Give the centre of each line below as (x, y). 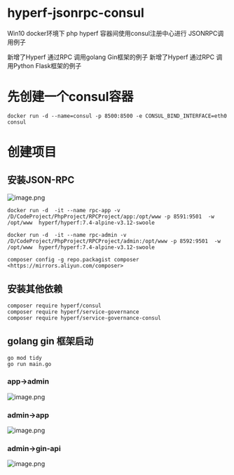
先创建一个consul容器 (70, 97)
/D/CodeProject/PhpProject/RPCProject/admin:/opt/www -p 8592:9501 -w (114, 241)
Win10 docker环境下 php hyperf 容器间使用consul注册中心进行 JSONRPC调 (116, 33)
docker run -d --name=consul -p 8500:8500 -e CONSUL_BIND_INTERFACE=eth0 (117, 116)
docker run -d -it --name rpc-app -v (64, 210)
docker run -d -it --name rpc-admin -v (67, 235)
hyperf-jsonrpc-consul (76, 13)
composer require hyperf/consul (54, 306)
